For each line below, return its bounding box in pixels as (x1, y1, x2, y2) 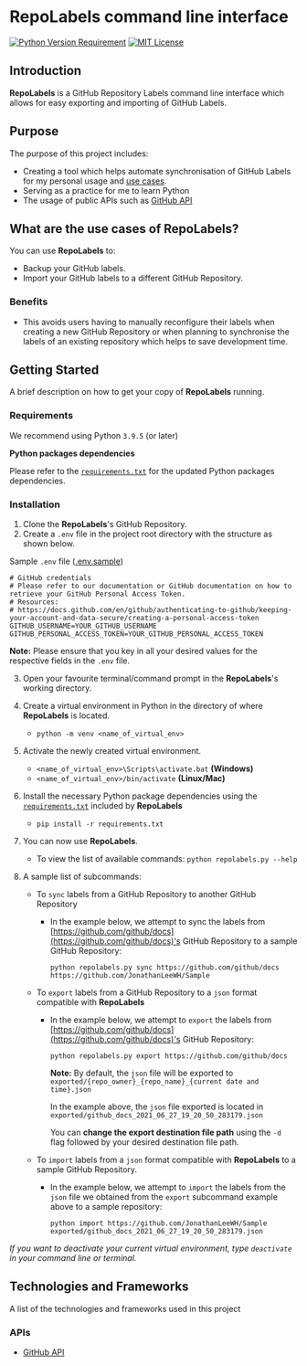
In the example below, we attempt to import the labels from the (49, 1181, 286, 1193)
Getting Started (9, 363, 100, 378)
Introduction (9, 63, 82, 79)
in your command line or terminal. (9, 1253, 137, 1264)
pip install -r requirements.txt (36, 820, 164, 829)
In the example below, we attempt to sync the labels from (49, 916, 266, 927)
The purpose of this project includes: (9, 148, 149, 159)
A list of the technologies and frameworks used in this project (9, 1303, 241, 1314)
